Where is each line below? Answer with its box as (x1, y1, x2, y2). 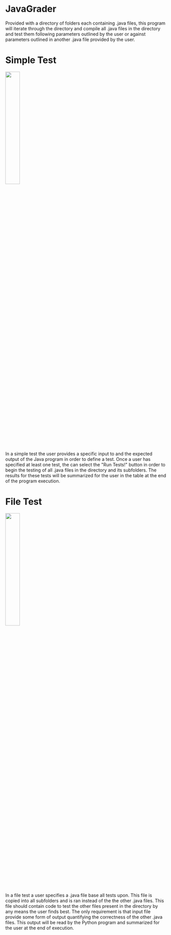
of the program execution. (5, 478, 60, 484)
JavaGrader (5, 3, 56, 15)
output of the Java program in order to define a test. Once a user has (5, 456, 151, 462)
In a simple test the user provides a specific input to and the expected (5, 451, 153, 457)
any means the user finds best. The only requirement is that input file (5, 908, 151, 914)
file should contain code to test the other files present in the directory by (5, 903, 158, 909)
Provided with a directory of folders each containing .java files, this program (5, 20, 165, 26)
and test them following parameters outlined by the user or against (5, 31, 146, 37)
